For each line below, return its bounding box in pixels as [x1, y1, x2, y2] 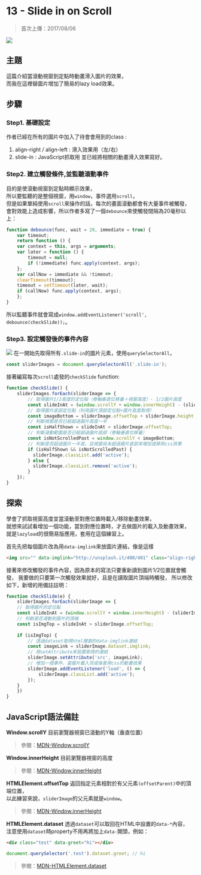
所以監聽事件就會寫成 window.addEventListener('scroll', [6, 311, 148, 318]
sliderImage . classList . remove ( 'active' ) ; [32, 463, 138, 469]
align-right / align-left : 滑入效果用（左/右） [14, 146, 121, 154]
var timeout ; [17, 232, 50, 238]
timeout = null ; [28, 255, 68, 261]
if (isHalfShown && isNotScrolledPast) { [28, 446, 133, 452]
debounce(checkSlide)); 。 [6, 318, 71, 325]
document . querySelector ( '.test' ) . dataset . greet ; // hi [6, 850, 146, 856]
